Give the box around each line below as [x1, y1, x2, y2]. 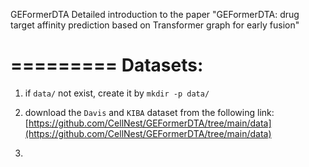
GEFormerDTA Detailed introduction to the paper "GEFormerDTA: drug [10, 9, 300, 20]
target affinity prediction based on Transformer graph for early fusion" [10, 19, 300, 31]
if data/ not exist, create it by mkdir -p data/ [24, 87, 210, 99]
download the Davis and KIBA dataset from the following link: [24, 106, 275, 118]
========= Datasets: [10, 54, 204, 77]
